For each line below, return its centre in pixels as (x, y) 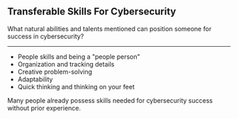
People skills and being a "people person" (79, 57)
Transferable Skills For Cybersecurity (92, 12)
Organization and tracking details (66, 64)
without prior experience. (44, 108)
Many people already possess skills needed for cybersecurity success (110, 100)
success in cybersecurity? (46, 36)
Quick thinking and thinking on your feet (76, 86)
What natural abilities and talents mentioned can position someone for (109, 28)
